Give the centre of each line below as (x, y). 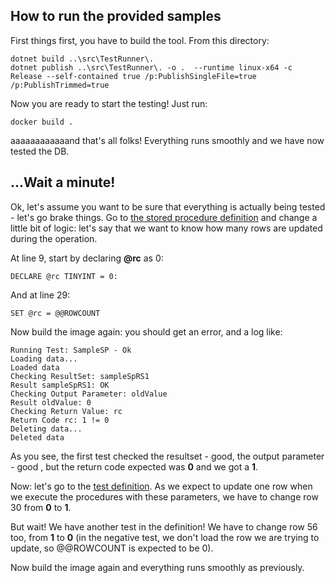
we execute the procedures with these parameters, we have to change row (164, 496)
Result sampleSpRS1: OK (60, 385)
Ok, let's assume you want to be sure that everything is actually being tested (168, 206)
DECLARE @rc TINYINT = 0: (64, 276)
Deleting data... (46, 429)
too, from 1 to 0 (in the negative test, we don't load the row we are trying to (165, 537)
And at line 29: (40, 295)
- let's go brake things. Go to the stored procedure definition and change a (164, 217)
